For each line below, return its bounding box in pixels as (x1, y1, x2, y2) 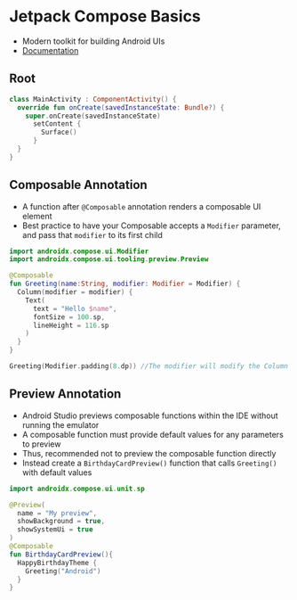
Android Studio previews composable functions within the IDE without (21, 410, 278, 421)
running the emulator (21, 419, 100, 430)
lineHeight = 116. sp (32, 321, 109, 330)
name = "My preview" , (17, 508, 98, 518)
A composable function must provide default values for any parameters (21, 429, 285, 440)
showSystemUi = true (17, 525, 93, 534)
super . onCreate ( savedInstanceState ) (25, 111, 162, 120)
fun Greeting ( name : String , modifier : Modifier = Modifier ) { (9, 279, 241, 289)
